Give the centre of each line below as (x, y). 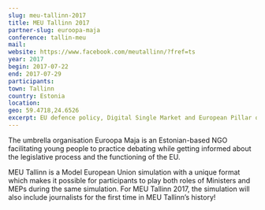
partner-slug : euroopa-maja (54, 30)
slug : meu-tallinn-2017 (47, 15)
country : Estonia (37, 96)
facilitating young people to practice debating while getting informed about (130, 148)
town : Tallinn (32, 88)
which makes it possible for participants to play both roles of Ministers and (129, 180)
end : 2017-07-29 (35, 74)
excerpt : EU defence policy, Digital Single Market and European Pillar (130, 118)
